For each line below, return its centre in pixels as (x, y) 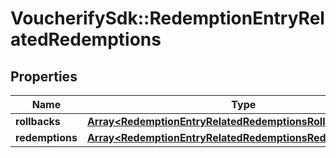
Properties (44, 76)
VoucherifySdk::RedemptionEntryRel (167, 18)
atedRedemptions (86, 39)
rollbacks (38, 121)
